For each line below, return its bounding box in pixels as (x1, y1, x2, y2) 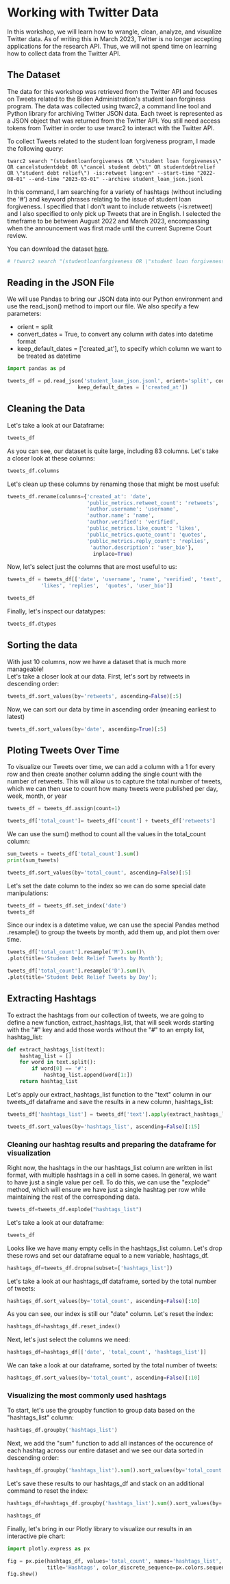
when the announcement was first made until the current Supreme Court (7, 224, 212, 232)
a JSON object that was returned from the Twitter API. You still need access (7, 117, 220, 125)
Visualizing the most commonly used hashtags (7, 1391, 166, 1400)
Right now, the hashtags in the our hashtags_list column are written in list (7, 1163, 213, 1171)
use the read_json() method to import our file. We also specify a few (7, 302, 199, 310)
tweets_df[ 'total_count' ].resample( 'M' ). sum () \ (7, 949, 146, 955)
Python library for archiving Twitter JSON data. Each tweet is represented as (7, 109, 222, 117)
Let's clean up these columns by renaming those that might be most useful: (7, 480, 220, 488)
